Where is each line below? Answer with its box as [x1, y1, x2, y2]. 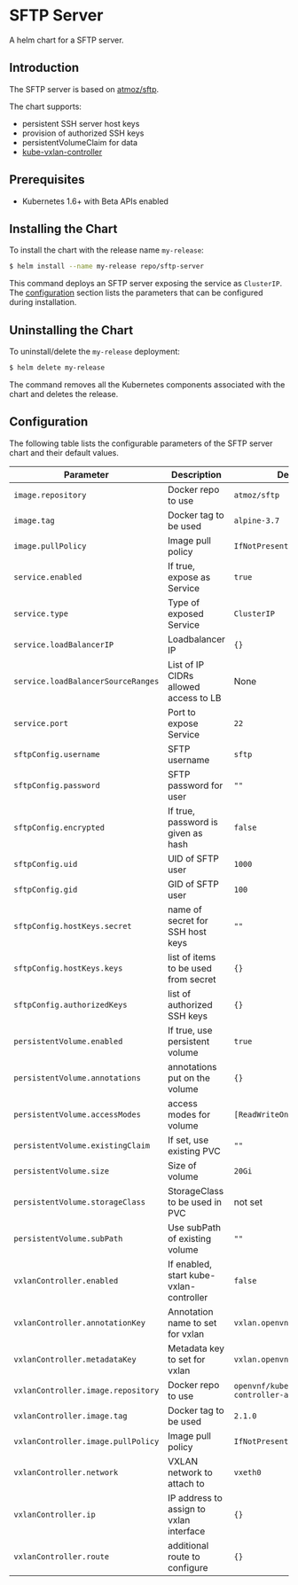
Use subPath [167, 1221, 222, 1233]
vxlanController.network [13, 1467, 119, 1477]
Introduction [9, 60, 80, 75]
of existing [167, 1232, 212, 1245]
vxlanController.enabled [13, 1276, 119, 1285]
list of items [167, 950, 216, 963]
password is [167, 816, 219, 828]
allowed [167, 680, 200, 692]
